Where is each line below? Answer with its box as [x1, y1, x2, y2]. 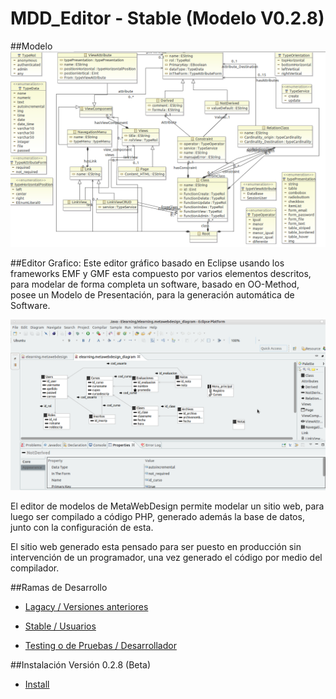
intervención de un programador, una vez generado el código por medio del [10, 551, 323, 563]
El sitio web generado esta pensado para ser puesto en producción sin [10, 540, 302, 552]
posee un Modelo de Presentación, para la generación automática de [10, 288, 295, 301]
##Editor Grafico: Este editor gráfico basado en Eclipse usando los [10, 257, 285, 269]
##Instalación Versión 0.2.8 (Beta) [10, 658, 152, 671]
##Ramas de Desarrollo [10, 581, 108, 593]
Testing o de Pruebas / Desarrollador [24, 639, 177, 651]
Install [24, 678, 50, 690]
